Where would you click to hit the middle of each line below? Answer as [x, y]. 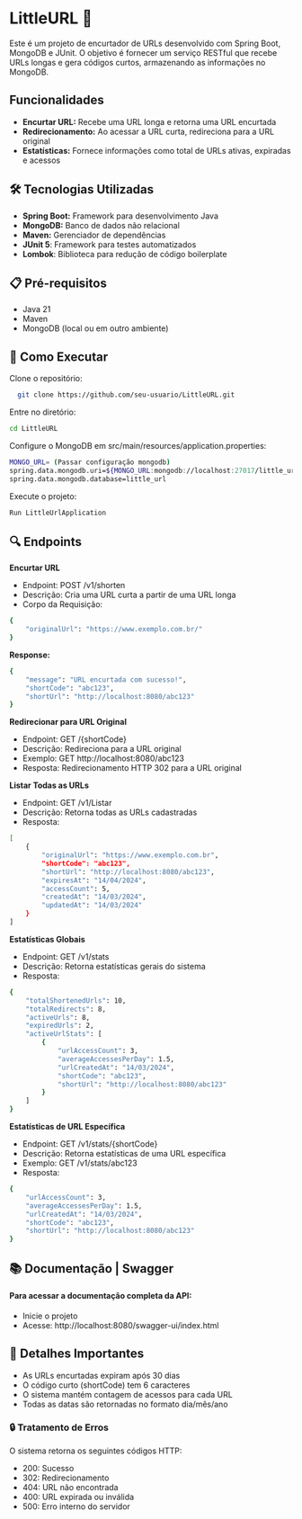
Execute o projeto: [43, 496]
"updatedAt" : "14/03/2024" [92, 906]
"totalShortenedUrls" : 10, [76, 1001]
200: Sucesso [48, 1468]
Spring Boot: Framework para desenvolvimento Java [120, 216]
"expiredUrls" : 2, [60, 1026]
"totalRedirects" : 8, [66, 1009]
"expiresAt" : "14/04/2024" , [94, 880]
